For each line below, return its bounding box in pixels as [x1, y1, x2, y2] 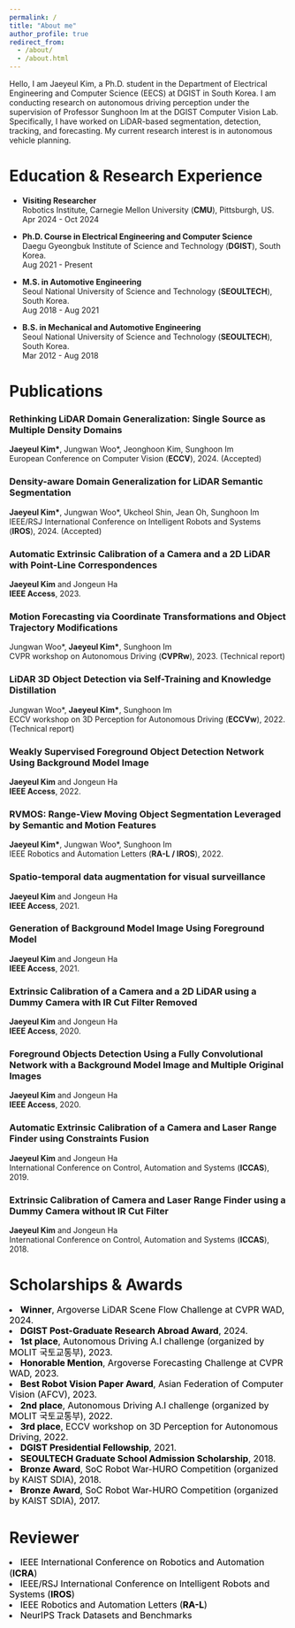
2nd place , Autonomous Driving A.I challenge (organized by [20, 1399, 269, 1411]
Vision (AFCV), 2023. [9, 1388, 97, 1400]
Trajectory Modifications [9, 621, 118, 633]
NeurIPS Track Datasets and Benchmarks [20, 1609, 193, 1622]
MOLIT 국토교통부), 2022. [9, 1409, 113, 1422]
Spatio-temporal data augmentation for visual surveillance [9, 871, 267, 883]
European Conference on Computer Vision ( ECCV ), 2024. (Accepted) [9, 454, 262, 464]
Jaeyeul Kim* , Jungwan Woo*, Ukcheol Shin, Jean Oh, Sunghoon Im [9, 507, 260, 517]
